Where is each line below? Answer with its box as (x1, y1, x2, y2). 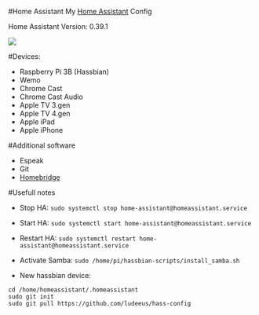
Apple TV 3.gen (19, 101, 71, 109)
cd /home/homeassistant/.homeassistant (8, 286, 139, 294)
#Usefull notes (8, 188, 56, 197)
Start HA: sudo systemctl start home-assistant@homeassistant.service (19, 218, 252, 227)
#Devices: (8, 52, 41, 61)
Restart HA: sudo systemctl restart (19, 233, 137, 243)
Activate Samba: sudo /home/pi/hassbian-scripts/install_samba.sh (19, 255, 240, 265)
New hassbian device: (19, 271, 92, 280)
